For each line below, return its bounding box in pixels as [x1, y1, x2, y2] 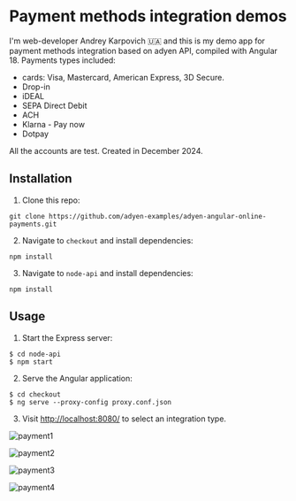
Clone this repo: [21, 195, 80, 205]
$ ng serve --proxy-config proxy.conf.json [9, 397, 172, 406]
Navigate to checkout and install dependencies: [21, 235, 194, 245]
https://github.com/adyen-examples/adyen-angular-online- [48, 212, 267, 220]
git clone [9, 212, 46, 220]
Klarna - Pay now [21, 119, 86, 129]
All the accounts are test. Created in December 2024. [9, 145, 203, 156]
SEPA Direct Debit [21, 100, 87, 111]
